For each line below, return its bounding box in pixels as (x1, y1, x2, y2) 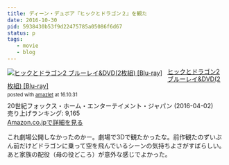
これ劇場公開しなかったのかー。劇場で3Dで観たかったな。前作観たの (7, 133, 204, 141)
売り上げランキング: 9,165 (7, 109, 80, 117)
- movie (16, 42, 39, 49)
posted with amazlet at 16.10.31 (7, 92, 78, 98)
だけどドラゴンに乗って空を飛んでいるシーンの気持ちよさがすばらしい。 (19, 141, 226, 150)
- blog (16, 49, 36, 56)
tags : (7, 36, 23, 43)
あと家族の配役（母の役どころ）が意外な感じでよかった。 (7, 150, 171, 159)
